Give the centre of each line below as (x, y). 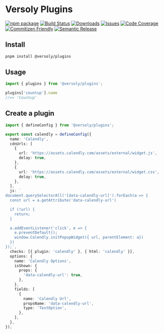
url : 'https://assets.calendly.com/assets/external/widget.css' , (89, 172)
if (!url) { (23, 209)
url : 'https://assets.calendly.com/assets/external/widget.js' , (88, 153)
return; (22, 214)
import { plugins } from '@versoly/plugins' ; (54, 84)
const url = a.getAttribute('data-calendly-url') (63, 200)
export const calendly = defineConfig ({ (49, 134)
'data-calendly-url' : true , (53, 275)
